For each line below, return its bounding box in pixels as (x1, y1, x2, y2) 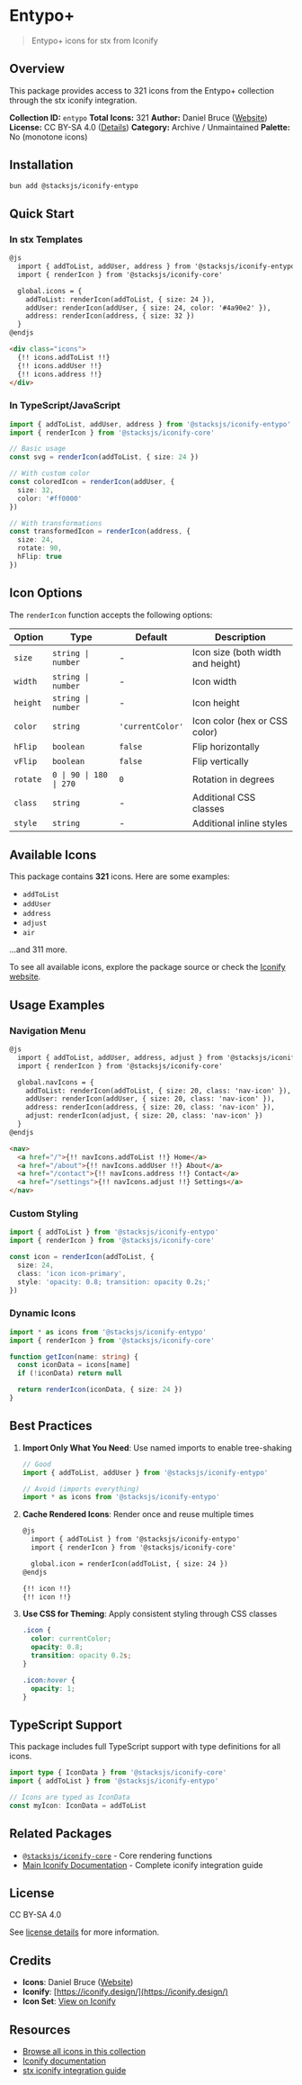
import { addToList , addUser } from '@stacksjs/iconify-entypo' (22, 1468, 269, 1477)
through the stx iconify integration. (9, 94, 138, 105)
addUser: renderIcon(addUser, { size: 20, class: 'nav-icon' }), (25, 1094, 276, 1103)
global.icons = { (17, 286, 83, 295)
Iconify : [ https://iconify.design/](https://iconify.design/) (22, 1986, 229, 1998)
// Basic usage (9, 445, 67, 454)
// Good (22, 1460, 51, 1469)
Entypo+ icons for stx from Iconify (31, 35, 159, 46)
